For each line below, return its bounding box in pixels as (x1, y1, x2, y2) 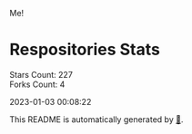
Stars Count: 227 (9, 69, 73, 80)
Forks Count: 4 (9, 79, 66, 90)
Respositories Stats (9, 40, 161, 60)
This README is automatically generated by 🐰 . (9, 113, 184, 125)
